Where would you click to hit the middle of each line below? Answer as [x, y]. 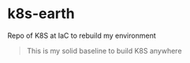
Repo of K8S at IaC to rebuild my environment [82, 35]
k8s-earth [41, 14]
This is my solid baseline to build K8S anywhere [104, 50]
